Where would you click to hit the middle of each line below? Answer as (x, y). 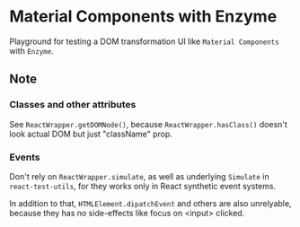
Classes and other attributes (73, 105)
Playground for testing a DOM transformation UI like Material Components (145, 41)
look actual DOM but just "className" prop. (91, 134)
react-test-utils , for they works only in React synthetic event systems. (143, 186)
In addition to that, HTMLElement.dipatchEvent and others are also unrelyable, (150, 203)
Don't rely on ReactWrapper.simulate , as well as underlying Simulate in (139, 176)
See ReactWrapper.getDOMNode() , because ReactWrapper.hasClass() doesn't (148, 124)
